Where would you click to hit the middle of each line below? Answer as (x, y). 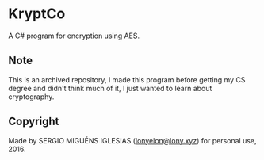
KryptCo (37, 14)
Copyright (34, 122)
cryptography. (31, 97)
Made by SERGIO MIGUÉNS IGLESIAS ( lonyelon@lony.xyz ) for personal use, (132, 140)
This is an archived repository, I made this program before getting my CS (127, 79)
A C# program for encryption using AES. (74, 36)
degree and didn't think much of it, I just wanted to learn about (110, 88)
